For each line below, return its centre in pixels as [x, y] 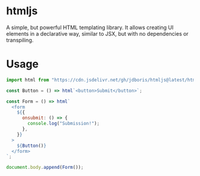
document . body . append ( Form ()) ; [45, 168]
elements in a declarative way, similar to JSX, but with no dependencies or [97, 33]
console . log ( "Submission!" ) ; [64, 124]
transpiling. [20, 40]
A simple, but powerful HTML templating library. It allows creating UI [90, 27]
